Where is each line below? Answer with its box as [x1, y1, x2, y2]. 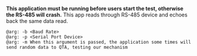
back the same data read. [6, 18, 68, 24]
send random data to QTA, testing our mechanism [6, 44, 128, 50]
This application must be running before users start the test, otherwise [6, 5, 184, 12]
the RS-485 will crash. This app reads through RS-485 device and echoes [6, 11, 188, 18]
